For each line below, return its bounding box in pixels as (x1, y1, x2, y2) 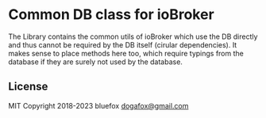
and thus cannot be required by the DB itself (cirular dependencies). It (8, 40, 237, 49)
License (8, 80, 48, 93)
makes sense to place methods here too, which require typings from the (8, 48, 244, 58)
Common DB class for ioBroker (8, 6, 214, 24)
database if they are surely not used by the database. (8, 57, 183, 67)
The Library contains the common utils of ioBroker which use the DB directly (8, 32, 258, 41)
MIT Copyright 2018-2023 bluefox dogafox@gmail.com (8, 101, 189, 110)
